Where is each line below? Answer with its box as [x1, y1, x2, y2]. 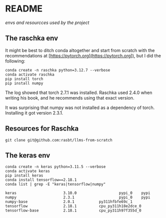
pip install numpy [5, 80, 43, 85]
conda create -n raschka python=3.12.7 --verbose [5, 67, 111, 72]
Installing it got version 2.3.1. [5, 109, 63, 115]
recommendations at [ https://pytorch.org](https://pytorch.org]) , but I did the [5, 52, 161, 58]
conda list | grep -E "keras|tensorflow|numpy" [5, 182, 106, 187]
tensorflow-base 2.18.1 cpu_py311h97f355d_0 [5, 208, 142, 213]
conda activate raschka [5, 72, 55, 77]
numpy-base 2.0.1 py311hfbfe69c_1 [5, 199, 133, 204]
